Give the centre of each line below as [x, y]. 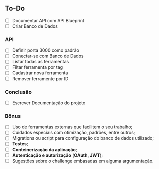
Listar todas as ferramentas [41, 62]
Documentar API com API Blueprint [48, 20]
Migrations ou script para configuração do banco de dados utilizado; [83, 138]
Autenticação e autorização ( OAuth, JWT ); [58, 155]
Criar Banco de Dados [35, 26]
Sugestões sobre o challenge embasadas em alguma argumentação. [83, 161]
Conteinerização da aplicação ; [45, 149]
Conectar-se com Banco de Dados [48, 56]
